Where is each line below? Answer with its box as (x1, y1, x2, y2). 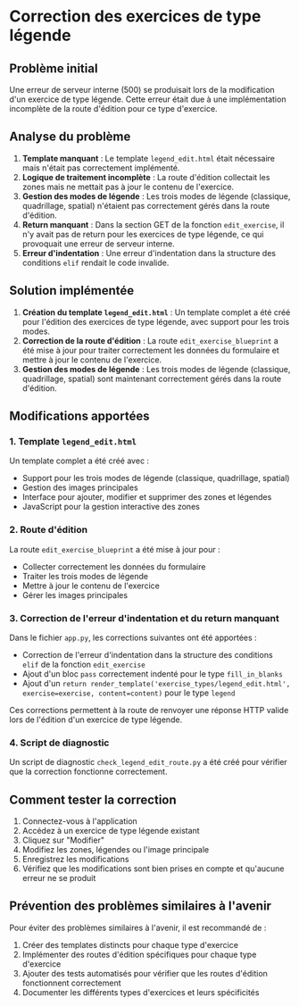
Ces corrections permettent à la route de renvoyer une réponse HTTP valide (9, 704, 289, 715)
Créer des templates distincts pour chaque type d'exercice (21, 939, 239, 950)
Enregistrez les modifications (21, 854, 129, 865)
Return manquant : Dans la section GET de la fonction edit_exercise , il (21, 219, 285, 229)
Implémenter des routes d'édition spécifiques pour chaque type (21, 949, 257, 960)
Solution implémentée (9, 283, 135, 298)
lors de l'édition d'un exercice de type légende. (9, 714, 183, 725)
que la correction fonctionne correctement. (9, 766, 168, 777)
